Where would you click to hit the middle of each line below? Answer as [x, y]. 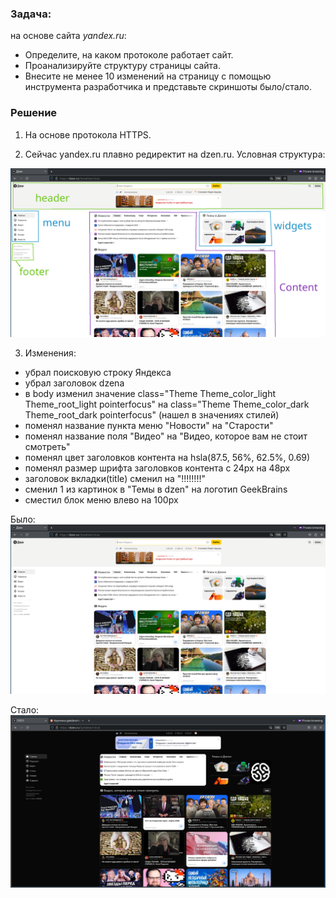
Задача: [31, 14]
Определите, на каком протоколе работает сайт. [129, 55]
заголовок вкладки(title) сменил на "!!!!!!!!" [115, 479]
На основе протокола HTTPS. [88, 134]
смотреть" [47, 447]
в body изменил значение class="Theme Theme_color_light [150, 394]
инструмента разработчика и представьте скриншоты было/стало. [168, 87]
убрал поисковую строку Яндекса [98, 373]
